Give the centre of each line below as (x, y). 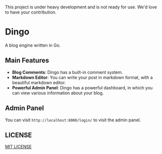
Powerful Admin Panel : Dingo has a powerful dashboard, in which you (82, 87)
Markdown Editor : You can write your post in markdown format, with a (82, 77)
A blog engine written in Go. (33, 45)
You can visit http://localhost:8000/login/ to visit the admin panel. (73, 120)
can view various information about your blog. (58, 93)
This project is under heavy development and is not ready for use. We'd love (81, 7)
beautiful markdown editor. (39, 83)
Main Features (27, 60)
